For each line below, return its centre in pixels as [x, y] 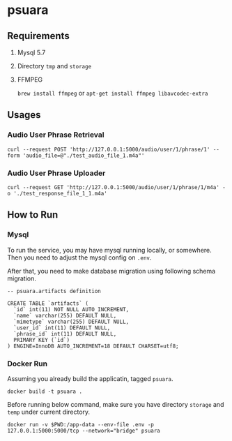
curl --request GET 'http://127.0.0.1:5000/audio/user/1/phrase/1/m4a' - [117, 187]
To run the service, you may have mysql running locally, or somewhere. [110, 250]
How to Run [33, 215]
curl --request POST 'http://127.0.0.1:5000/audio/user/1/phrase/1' [109, 149]
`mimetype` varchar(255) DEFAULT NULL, [71, 322]
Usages [24, 115]
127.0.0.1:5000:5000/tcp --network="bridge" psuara [84, 431]
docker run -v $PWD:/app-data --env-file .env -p [81, 424]
